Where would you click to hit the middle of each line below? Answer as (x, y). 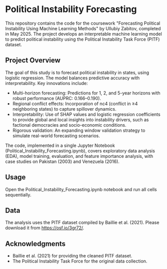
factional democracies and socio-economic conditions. (69, 125)
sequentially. (18, 195)
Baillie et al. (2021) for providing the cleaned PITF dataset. (72, 256)
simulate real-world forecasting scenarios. (56, 136)
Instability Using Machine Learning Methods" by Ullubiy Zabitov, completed (83, 28)
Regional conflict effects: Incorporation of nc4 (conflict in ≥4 (75, 104)
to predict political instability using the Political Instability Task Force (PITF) (82, 39)
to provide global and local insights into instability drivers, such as (80, 120)
